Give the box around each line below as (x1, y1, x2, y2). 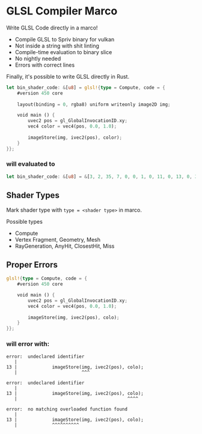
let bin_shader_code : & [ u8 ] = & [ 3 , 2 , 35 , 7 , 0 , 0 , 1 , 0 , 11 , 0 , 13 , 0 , (6, 173, 192, 180)
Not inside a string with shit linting (14, 42, 99, 49)
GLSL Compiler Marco (6, 4, 118, 18)
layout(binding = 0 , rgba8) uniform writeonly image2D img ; (17, 101, 171, 108)
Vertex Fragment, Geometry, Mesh (14, 236, 101, 243)
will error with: (6, 340, 50, 348)
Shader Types (6, 191, 60, 201)
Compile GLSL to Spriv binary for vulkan (14, 35, 115, 43)
